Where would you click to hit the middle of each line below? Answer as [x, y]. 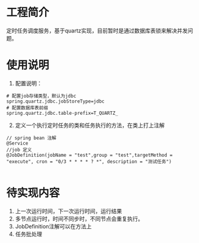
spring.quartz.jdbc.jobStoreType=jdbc [55, 101]
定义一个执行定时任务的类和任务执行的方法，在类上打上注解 [90, 125]
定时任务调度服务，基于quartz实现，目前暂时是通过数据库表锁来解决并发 [97, 31]
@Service [17, 143]
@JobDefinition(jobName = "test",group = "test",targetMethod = [89, 155]
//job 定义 [19, 150]
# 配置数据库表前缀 [27, 107]
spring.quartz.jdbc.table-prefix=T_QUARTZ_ [62, 113]
